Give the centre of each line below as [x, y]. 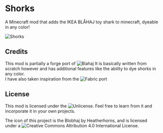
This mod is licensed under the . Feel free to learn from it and [79, 106]
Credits [17, 52]
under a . [72, 125]
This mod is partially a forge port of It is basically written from [76, 63]
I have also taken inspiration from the [42, 79]
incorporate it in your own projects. [40, 111]
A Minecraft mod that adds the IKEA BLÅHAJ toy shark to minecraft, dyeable [81, 22]
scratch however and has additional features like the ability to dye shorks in [81, 68]
